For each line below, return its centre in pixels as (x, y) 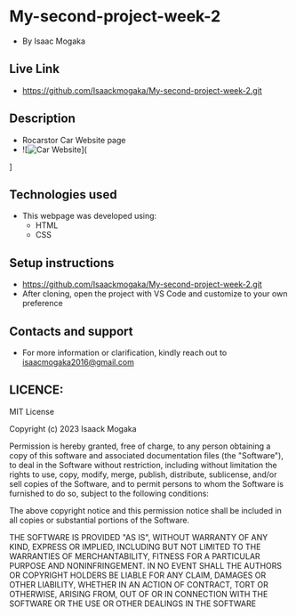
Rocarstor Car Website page (74, 140)
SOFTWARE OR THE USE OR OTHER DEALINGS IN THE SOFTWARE (132, 604)
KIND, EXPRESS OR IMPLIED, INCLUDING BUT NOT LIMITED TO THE (135, 547)
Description (42, 119)
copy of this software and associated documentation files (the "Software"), (147, 455)
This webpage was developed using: (89, 216)
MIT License (32, 411)
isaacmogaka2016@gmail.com (78, 362)
